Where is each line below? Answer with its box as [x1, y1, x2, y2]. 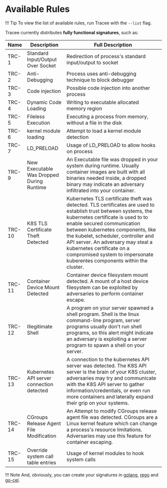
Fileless [27, 113, 45, 120]
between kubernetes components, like [66, 226, 156, 233]
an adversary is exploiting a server [66, 335, 147, 342]
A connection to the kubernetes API [66, 356, 150, 363]
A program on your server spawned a [66, 304, 154, 311]
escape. [66, 296, 85, 303]
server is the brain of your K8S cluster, [66, 368, 157, 375]
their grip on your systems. [66, 399, 129, 406]
